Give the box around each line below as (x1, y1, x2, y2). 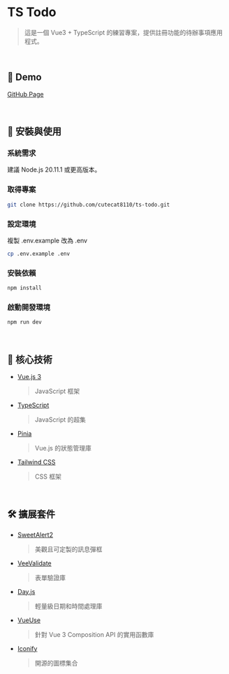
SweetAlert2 (17, 530, 54, 539)
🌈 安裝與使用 (7, 125, 61, 137)
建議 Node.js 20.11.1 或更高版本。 (7, 165, 101, 174)
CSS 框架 (34, 472, 61, 481)
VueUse (17, 616, 40, 624)
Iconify (17, 644, 38, 652)
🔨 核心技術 (7, 353, 52, 365)
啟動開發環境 (7, 302, 51, 312)
